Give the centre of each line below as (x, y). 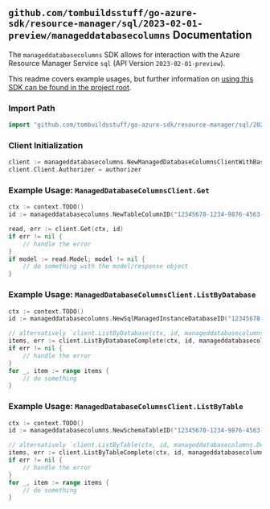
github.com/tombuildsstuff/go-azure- (103, 13)
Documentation (212, 35)
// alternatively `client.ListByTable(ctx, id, (90, 445)
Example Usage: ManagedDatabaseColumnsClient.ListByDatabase (132, 295)
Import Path (32, 108)
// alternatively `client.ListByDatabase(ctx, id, (95, 333)
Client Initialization (46, 145)
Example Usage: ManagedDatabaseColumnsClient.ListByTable (126, 407)
